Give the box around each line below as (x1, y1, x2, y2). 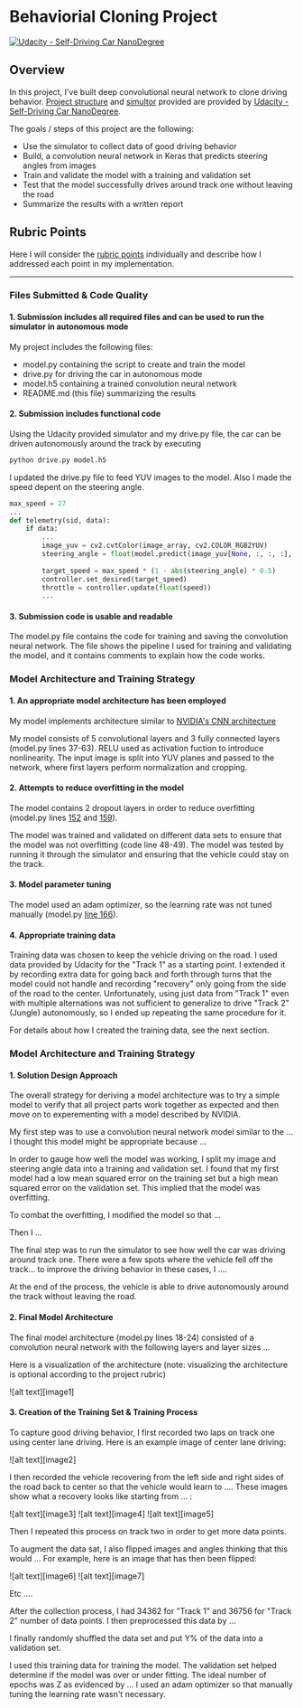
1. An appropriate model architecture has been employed (9, 694, 227, 706)
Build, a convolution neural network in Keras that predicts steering (22, 150, 268, 161)
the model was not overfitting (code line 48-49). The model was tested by (9, 839, 284, 850)
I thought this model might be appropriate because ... (9, 1137, 207, 1147)
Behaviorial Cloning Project (9, 6, 218, 27)
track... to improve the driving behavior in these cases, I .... (9, 1264, 228, 1275)
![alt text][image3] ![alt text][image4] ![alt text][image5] (9, 1508, 215, 1519)
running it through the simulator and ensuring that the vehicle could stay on (9, 848, 289, 860)
